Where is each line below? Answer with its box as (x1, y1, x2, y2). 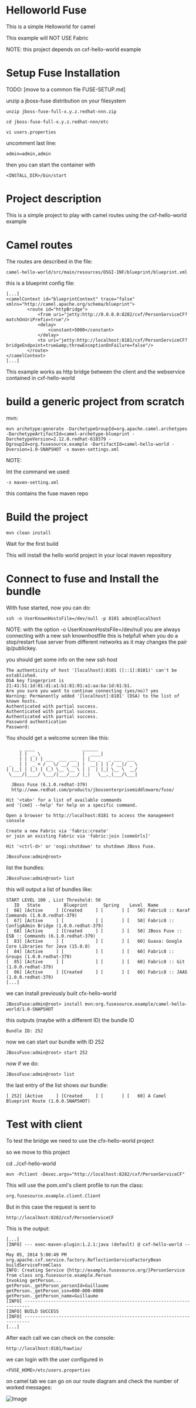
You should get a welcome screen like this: (6, 734, 110, 741)
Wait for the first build (6, 540, 59, 547)
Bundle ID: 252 (6, 1027, 43, 1034)
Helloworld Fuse (6, 4, 87, 17)
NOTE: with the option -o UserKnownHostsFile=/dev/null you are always (6, 626, 181, 633)
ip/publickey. (6, 645, 37, 652)
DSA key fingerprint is (6, 678, 65, 683)
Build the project (6, 510, 89, 523)
